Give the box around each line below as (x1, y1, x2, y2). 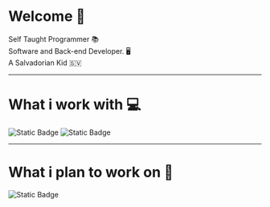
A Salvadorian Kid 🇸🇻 (8, 58, 82, 67)
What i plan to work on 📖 (8, 164, 174, 181)
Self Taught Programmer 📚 (8, 34, 99, 43)
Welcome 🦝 (8, 7, 86, 26)
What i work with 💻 (8, 95, 141, 114)
